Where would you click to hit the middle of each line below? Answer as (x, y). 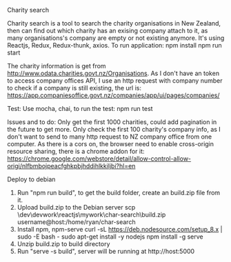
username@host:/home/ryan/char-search (76, 222)
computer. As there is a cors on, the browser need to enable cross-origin (111, 144)
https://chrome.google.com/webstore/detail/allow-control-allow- (99, 159)
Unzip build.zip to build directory (63, 244)
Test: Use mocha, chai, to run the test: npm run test (80, 109)
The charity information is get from (57, 66)
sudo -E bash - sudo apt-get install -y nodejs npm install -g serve (110, 236)
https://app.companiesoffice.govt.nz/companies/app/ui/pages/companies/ (113, 95)
